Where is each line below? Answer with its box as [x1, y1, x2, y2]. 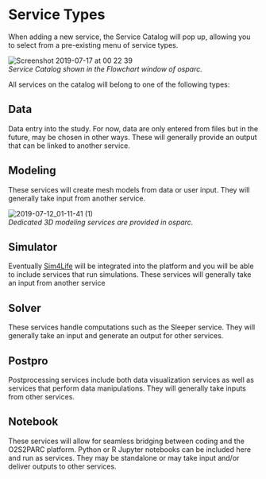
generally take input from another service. [8, 193, 146, 203]
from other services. [8, 392, 75, 401]
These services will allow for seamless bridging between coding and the [8, 436, 245, 446]
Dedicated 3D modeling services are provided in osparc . [8, 217, 194, 227]
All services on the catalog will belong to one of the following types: [8, 80, 230, 89]
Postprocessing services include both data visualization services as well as [8, 376, 254, 384]
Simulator [8, 240, 58, 254]
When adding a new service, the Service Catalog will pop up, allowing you [8, 32, 251, 41]
